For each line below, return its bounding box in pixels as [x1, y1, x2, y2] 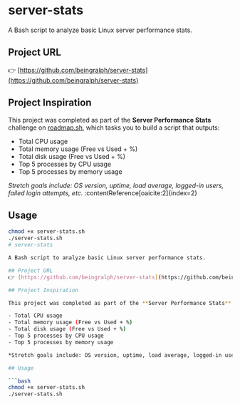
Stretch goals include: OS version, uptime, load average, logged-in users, [8, 181, 224, 190]
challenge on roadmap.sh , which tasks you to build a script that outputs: [8, 123, 220, 132]
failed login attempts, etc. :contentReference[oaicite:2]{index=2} [8, 188, 198, 197]
